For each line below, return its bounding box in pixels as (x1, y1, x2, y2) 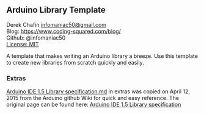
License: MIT (6, 40, 39, 48)
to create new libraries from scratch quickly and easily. (6, 59, 145, 66)
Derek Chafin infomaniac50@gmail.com (6, 21, 107, 28)
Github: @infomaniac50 (6, 34, 66, 41)
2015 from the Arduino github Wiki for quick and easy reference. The (6, 94, 179, 102)
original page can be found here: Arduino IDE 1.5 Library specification (6, 101, 181, 109)
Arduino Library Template (6, 5, 106, 15)
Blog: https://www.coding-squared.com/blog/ (6, 27, 121, 35)
